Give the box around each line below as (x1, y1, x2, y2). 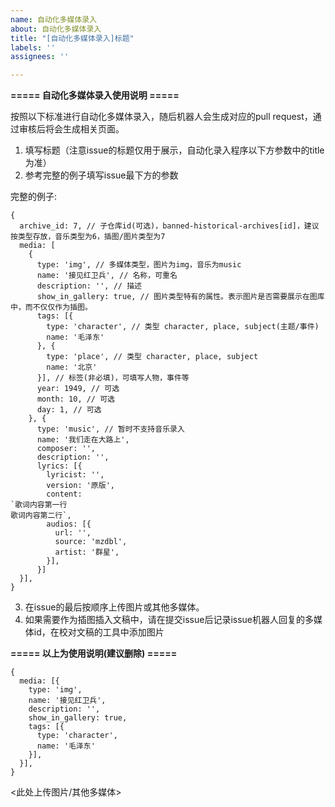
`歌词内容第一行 (10, 500, 68, 510)
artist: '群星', (54, 547, 120, 558)
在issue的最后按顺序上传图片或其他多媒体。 (24, 601, 205, 613)
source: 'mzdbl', (54, 537, 128, 547)
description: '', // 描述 (36, 281, 142, 291)
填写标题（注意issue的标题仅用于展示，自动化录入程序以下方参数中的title (24, 144, 325, 156)
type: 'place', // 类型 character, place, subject (46, 352, 259, 362)
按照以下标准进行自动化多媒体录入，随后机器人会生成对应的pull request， (10, 111, 313, 123)
